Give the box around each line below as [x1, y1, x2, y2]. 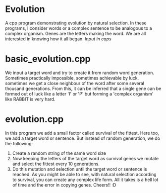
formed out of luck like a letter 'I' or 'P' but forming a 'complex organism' [5, 91, 154, 96]
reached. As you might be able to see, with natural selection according [12, 171, 157, 177]
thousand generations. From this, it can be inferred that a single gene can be [5, 86, 162, 92]
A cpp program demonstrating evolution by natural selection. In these [5, 20, 147, 26]
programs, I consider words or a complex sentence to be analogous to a [5, 25, 152, 31]
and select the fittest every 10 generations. [12, 161, 100, 167]
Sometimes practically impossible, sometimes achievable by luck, [5, 75, 139, 81]
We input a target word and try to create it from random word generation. [5, 70, 155, 76]
